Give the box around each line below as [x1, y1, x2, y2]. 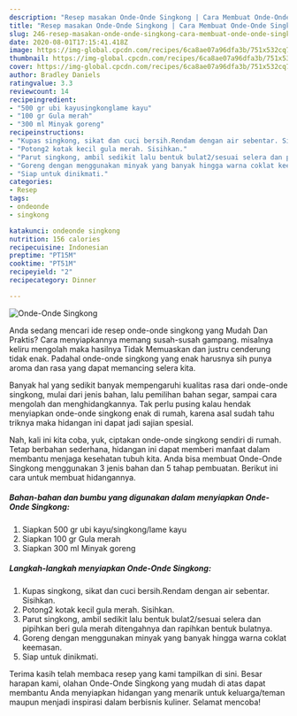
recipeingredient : [9, 95, 77, 104]
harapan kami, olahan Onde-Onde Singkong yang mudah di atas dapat [9, 678, 266, 689]
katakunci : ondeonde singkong [9, 227, 121, 235]
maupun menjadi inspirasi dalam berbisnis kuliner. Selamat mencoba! [9, 697, 261, 707]
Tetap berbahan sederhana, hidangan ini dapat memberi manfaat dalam [9, 443, 270, 454]
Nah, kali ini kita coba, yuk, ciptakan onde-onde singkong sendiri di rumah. [9, 435, 282, 445]
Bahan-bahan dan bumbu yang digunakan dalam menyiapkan [9, 492, 245, 503]
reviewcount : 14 [9, 87, 69, 96]
